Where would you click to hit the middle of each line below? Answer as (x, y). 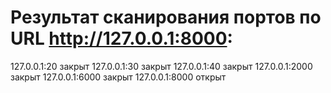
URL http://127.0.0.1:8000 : (121, 38)
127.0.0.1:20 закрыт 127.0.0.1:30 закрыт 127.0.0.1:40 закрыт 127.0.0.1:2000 (161, 66)
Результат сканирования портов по (166, 17)
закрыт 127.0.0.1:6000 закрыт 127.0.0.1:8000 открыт (118, 77)
